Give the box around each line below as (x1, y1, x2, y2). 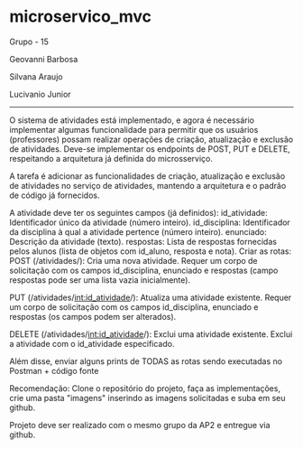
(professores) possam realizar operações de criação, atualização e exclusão (9, 134, 294, 145)
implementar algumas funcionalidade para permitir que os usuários (9, 124, 259, 135)
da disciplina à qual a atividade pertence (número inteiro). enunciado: (9, 226, 268, 237)
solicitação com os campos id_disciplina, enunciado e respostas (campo (9, 265, 279, 276)
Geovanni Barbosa (9, 53, 78, 64)
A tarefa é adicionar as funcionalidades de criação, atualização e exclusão (9, 170, 286, 182)
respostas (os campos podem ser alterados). (9, 311, 177, 322)
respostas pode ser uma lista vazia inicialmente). (9, 274, 191, 285)
